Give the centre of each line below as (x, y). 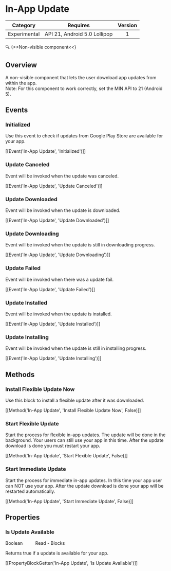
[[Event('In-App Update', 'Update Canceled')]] (54, 186)
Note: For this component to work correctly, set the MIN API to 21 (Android (84, 88)
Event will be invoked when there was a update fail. (60, 279)
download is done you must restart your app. (53, 446)
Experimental (24, 34)
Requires (79, 25)
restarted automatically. (30, 491)
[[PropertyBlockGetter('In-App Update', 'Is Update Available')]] (71, 563)
